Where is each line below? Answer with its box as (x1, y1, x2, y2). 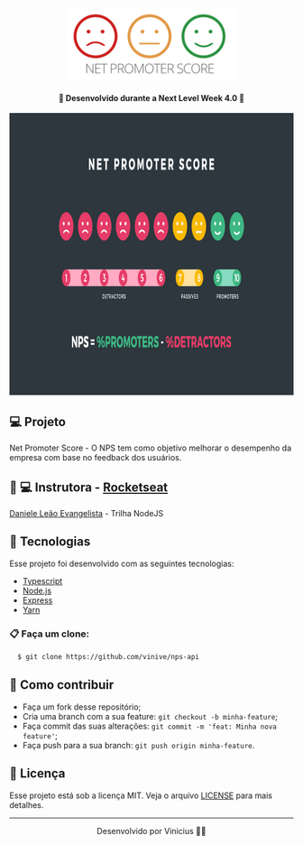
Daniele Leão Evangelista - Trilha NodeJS (9, 508, 164, 519)
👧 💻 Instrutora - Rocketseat (9, 479, 169, 495)
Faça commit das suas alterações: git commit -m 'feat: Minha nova (22, 720, 277, 731)
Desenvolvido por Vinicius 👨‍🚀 (96, 825, 207, 836)
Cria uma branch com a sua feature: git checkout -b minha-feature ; (22, 710, 278, 721)
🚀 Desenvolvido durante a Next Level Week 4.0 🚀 (58, 92, 245, 103)
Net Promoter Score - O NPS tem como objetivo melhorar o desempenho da (9, 442, 291, 453)
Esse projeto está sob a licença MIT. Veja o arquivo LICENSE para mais (9, 790, 273, 801)
